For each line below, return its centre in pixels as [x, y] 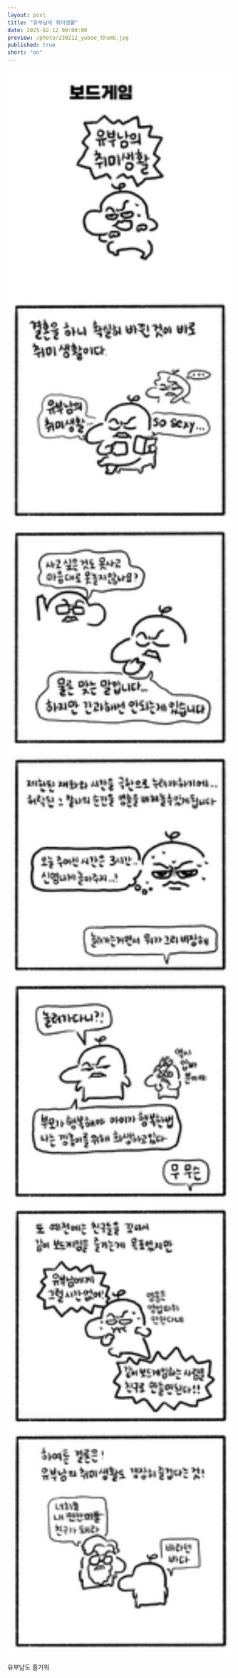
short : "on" [25, 53]
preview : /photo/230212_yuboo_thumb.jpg [68, 38]
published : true [31, 45]
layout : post [27, 15]
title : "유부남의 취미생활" [43, 22]
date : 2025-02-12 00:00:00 [47, 30]
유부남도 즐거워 [29, 1667]
